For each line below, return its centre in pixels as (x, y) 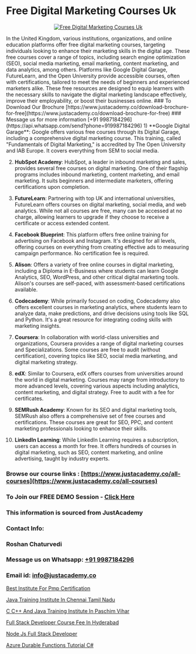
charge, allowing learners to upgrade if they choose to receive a (92, 217)
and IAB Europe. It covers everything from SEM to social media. (82, 150)
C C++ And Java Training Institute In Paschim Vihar (68, 611)
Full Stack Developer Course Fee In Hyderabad (63, 622)
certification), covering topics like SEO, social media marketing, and (96, 355)
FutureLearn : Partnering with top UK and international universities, (95, 198)
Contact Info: (25, 528)
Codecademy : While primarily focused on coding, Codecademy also (97, 301)
